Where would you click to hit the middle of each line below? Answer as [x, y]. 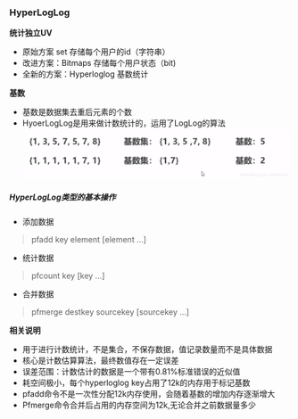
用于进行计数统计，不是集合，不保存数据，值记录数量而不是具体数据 [147, 349]
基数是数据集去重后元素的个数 [77, 112]
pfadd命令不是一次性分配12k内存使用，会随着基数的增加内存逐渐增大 [149, 393]
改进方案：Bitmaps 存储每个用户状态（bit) [99, 63]
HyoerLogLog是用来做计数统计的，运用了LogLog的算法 [124, 123]
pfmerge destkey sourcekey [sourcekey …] [110, 312]
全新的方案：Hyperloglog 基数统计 [85, 74]
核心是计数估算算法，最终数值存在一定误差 [100, 360]
